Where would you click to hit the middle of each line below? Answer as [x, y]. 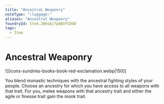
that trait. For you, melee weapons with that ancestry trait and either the [78, 91]
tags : [11, 28]
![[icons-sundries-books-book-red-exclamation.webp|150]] [66, 71]
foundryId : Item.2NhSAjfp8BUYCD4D [41, 24]
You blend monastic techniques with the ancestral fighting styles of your [79, 80]
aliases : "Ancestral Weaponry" [37, 19]
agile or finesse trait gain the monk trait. [46, 96]
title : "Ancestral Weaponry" [35, 10]
